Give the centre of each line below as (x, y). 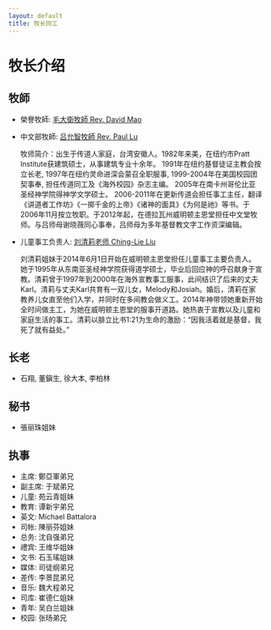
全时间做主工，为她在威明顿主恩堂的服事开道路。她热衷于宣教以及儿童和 (140, 309)
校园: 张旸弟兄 (43, 617)
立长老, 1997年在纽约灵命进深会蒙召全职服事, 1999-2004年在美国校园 (135, 174)
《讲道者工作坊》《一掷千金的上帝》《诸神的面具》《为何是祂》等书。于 (135, 204)
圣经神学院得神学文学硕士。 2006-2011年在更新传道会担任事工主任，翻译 (141, 194)
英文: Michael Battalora (58, 516)
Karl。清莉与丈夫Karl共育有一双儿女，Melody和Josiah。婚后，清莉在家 (138, 289)
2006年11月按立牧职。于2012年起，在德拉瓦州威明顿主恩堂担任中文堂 (135, 214)
